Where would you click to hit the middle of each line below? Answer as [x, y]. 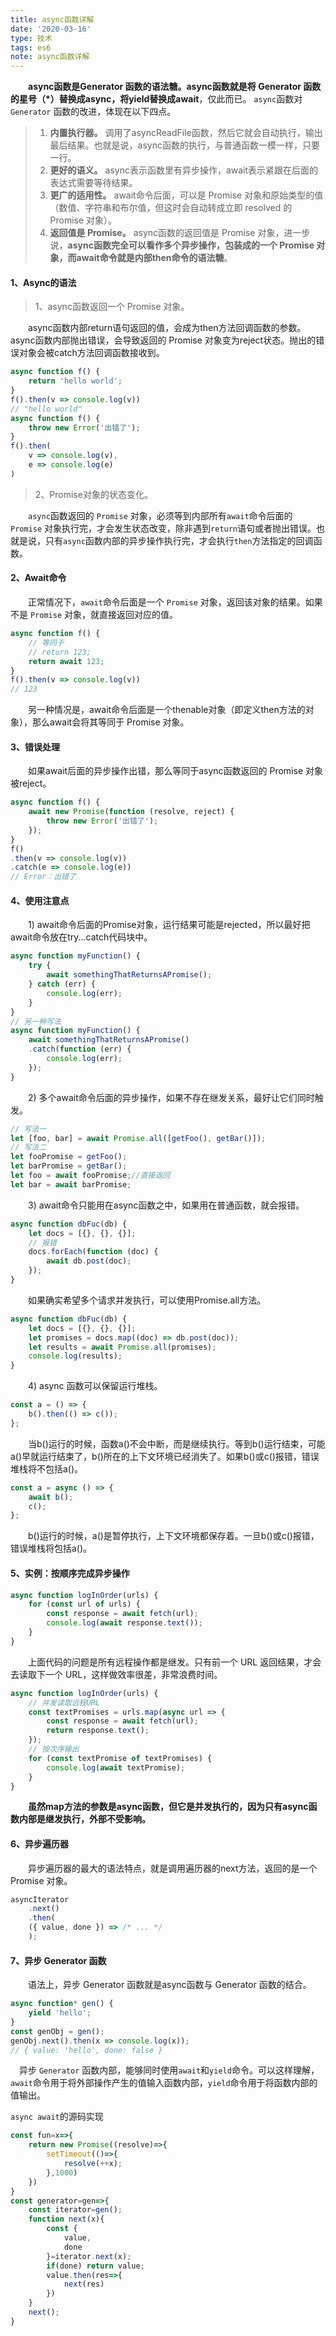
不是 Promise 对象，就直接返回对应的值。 [94, 615]
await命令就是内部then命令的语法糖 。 [154, 258]
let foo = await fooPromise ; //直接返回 [90, 1176]
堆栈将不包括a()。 [47, 1468]
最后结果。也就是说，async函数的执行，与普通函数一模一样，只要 [184, 145]
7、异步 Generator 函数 [58, 1960]
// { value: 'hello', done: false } [86, 2050]
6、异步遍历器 [40, 1843]
